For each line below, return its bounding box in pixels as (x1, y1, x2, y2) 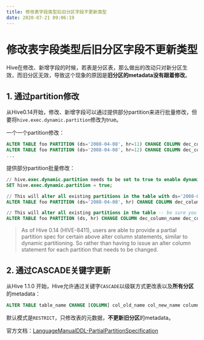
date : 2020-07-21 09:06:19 (6, 15, 75, 21)
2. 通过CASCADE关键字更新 (6, 265, 111, 275)
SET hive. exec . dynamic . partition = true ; (6, 182, 113, 188)
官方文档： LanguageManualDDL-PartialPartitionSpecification (6, 327, 158, 334)
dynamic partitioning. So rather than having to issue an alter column (21, 239, 191, 247)
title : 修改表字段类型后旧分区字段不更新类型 (6, 9, 107, 15)
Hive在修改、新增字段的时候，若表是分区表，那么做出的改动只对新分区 (6, 64, 183, 71)
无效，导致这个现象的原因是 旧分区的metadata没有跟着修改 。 (38, 71, 191, 79)
